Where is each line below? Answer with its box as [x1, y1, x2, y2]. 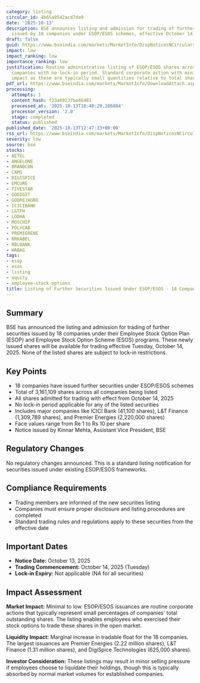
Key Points [6, 366, 47, 376]
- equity [6, 275, 28, 281]
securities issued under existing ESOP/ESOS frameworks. [6, 465, 148, 473]
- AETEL [6, 153, 26, 159]
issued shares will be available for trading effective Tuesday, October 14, [6, 343, 184, 350]
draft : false [6, 36, 39, 42]
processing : [6, 86, 36, 92]
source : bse [6, 141, 36, 148]
